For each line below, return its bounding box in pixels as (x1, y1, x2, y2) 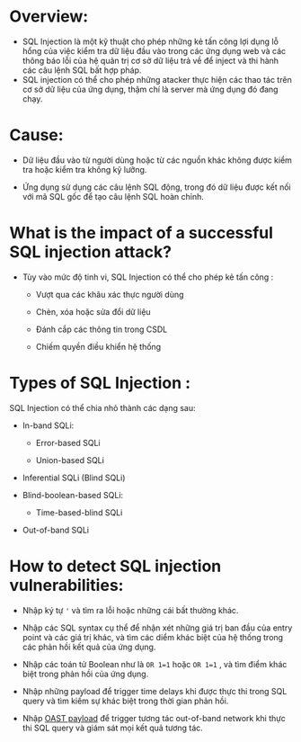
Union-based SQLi (35, 454, 105, 465)
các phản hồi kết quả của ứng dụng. (22, 641, 156, 652)
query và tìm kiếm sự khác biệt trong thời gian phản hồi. (22, 695, 229, 706)
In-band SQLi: (22, 420, 75, 431)
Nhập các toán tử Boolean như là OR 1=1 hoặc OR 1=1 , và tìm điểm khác (22, 658, 288, 669)
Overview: (9, 6, 89, 27)
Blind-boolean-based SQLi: (22, 489, 124, 500)
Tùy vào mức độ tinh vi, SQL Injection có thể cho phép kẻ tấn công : (22, 272, 274, 282)
